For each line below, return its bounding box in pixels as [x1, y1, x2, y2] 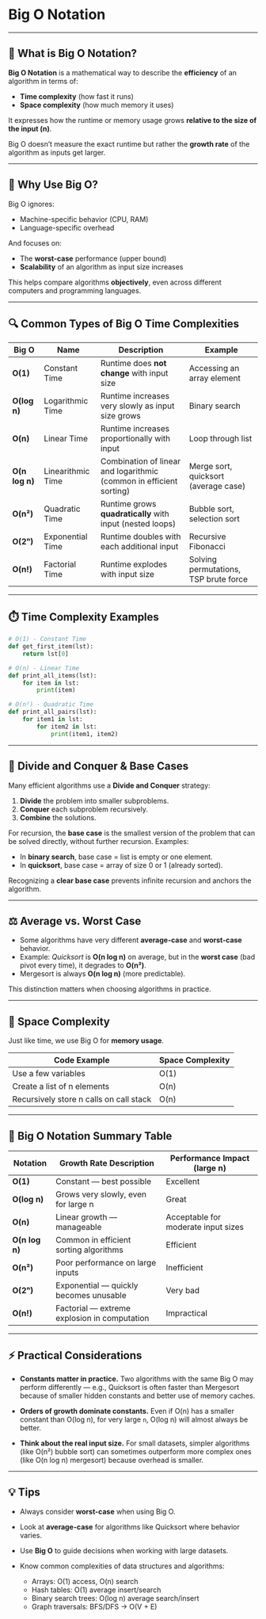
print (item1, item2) [50, 730, 119, 738]
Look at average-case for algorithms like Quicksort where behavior [19, 1522, 240, 1531]
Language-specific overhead [19, 223, 115, 232]
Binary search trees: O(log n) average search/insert [31, 1593, 199, 1602]
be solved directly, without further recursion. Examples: [8, 836, 189, 846]
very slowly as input [100, 400, 175, 411]
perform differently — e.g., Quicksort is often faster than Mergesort [19, 1382, 240, 1392]
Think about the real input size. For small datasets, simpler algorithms [19, 1438, 250, 1448]
